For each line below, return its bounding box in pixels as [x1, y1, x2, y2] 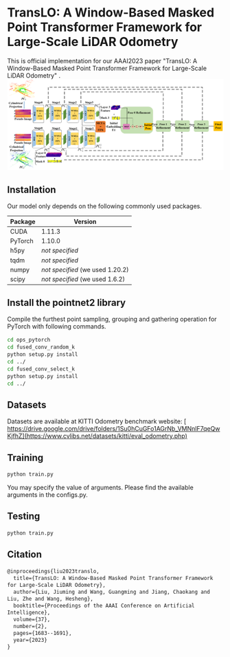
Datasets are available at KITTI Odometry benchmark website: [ [7, 417, 187, 425]
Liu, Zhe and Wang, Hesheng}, [7, 595, 94, 602]
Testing [7, 511, 41, 522]
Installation [7, 183, 56, 195]
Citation [7, 548, 43, 561]
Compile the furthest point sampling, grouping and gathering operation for [7, 315, 218, 324]
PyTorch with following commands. [7, 322, 106, 331]
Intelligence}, [7, 609, 51, 616]
